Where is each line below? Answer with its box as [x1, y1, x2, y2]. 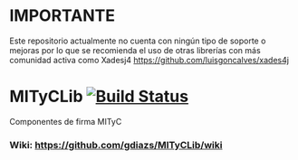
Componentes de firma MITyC [9, 116, 122, 127]
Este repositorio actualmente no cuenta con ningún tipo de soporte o [9, 35, 266, 46]
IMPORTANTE [9, 5, 116, 26]
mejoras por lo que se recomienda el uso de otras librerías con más [9, 44, 261, 55]
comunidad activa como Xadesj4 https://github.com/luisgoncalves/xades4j [9, 54, 290, 65]
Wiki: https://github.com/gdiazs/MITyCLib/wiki [9, 138, 223, 151]
